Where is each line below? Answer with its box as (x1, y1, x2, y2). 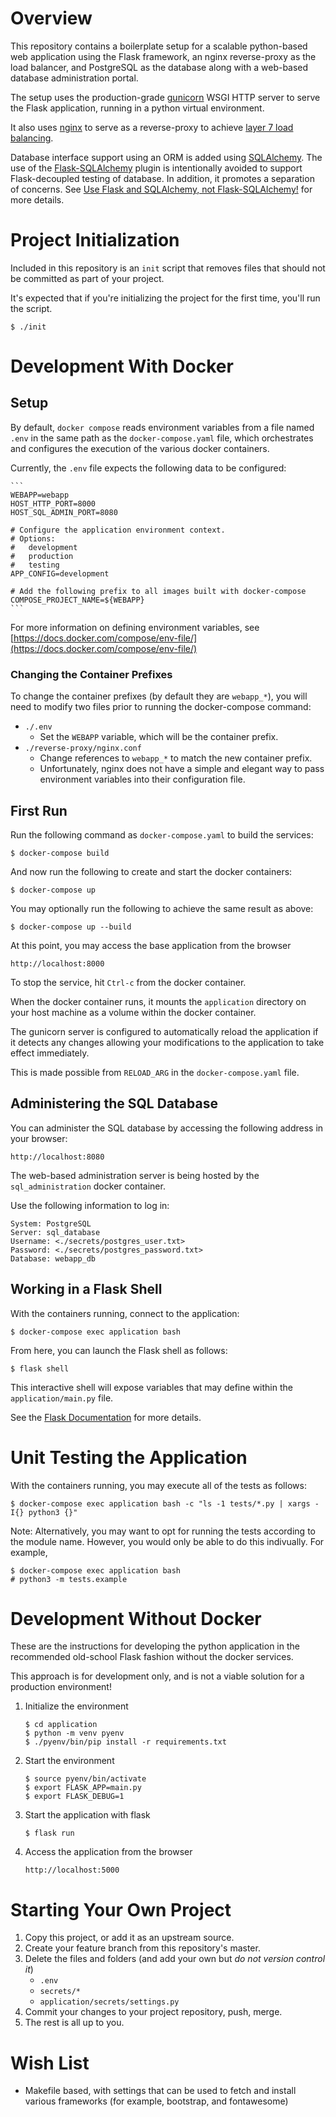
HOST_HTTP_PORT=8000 (10, 498, 97, 509)
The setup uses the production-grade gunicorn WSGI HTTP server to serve (10, 91, 321, 103)
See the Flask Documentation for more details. (10, 1411, 202, 1423)
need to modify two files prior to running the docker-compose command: (10, 701, 312, 713)
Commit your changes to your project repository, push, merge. (24, 2006, 283, 2018)
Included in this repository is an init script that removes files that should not (10, 262, 326, 274)
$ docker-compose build (10, 848, 110, 858)
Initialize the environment (24, 1700, 129, 1712)
